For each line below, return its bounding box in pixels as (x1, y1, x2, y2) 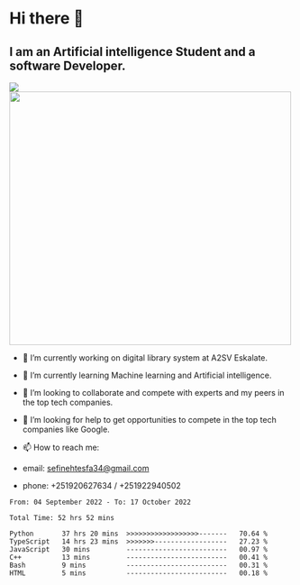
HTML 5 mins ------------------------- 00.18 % (9, 569, 268, 578)
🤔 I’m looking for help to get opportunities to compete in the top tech (22, 415, 277, 425)
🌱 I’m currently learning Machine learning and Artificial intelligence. (22, 370, 272, 380)
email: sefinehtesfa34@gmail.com (22, 463, 150, 473)
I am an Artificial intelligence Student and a (9, 44, 256, 59)
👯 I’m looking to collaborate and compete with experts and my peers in (22, 388, 286, 398)
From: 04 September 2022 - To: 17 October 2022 (9, 498, 192, 507)
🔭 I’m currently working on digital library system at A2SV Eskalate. (22, 352, 268, 363)
